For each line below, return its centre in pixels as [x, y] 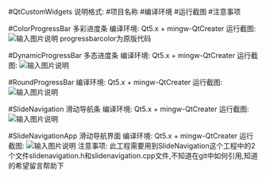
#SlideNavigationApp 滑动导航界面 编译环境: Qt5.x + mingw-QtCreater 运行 [131, 136]
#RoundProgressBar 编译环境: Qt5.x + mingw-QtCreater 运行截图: [116, 82]
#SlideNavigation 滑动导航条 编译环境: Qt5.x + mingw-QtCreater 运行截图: [129, 109]
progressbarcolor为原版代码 [105, 39]
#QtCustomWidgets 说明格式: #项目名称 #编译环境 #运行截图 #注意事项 [124, 12]
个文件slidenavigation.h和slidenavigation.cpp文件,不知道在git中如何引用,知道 [133, 156]
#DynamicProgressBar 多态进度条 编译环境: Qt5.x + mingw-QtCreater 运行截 [133, 55]
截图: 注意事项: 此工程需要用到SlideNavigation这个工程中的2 [132, 146]
